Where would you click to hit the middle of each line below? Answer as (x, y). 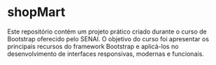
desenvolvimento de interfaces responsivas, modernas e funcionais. (106, 54)
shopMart (36, 12)
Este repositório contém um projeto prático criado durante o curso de (107, 31)
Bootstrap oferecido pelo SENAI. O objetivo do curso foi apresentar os (108, 38)
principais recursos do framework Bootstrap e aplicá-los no (93, 46)
